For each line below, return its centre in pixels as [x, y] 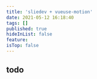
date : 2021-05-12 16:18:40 [40, 17]
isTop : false [23, 46]
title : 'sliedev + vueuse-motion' [50, 12]
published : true [27, 29]
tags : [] [17, 23]
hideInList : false [29, 34]
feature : [17, 40]
